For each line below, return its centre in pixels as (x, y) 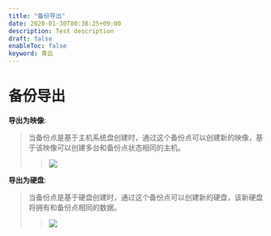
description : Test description (61, 31)
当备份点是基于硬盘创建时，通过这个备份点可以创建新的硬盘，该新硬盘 (146, 197)
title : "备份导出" (37, 16)
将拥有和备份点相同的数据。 (75, 207)
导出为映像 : (28, 120)
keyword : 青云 (31, 54)
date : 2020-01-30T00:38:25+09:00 (65, 24)
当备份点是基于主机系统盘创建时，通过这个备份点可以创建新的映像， (142, 137)
